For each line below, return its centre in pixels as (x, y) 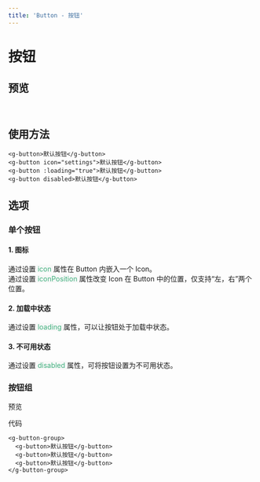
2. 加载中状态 (29, 308)
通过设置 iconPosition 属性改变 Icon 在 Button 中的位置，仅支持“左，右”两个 (130, 278)
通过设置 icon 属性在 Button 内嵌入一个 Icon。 (82, 269)
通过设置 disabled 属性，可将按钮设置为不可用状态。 (93, 366)
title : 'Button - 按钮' (46, 15)
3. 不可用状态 (29, 346)
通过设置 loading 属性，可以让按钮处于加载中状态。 (91, 327)
